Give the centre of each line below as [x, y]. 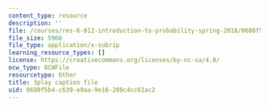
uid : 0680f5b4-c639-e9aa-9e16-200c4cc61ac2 [82, 90]
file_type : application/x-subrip [64, 45]
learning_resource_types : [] [57, 53]
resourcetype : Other [43, 75]
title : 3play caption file [53, 82]
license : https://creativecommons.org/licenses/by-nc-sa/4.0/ [114, 61]
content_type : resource [48, 16]
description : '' [35, 23]
